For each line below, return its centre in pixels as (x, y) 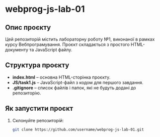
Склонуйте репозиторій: (38, 120)
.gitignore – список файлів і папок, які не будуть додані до (74, 88)
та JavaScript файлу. (51, 50)
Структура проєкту (37, 65)
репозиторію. (27, 93)
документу (17, 50)
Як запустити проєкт (39, 109)
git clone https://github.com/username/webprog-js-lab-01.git (78, 130)
